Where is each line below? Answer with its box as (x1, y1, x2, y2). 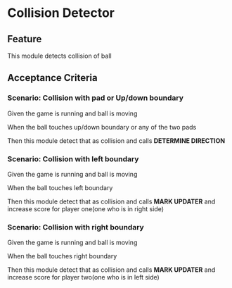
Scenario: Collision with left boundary (7, 154, 139, 163)
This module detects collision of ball (7, 51, 112, 60)
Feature (7, 33, 42, 45)
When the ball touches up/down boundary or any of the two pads (7, 123, 197, 131)
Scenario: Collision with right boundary (7, 222, 144, 232)
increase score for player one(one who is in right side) (7, 204, 164, 213)
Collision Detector (7, 5, 115, 21)
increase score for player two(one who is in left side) (7, 273, 160, 282)
